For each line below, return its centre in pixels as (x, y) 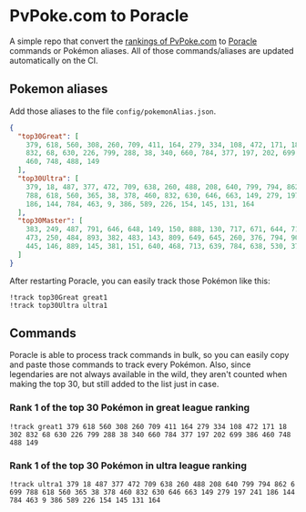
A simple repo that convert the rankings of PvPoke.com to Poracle (133, 41)
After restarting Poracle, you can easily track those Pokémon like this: (140, 281)
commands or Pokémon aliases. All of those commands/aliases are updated (152, 50)
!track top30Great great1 (58, 297)
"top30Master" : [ (51, 221)
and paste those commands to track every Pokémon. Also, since (130, 364)
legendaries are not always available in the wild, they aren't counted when (148, 374)
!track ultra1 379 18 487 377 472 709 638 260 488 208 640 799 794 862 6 (153, 485)
